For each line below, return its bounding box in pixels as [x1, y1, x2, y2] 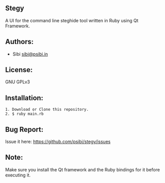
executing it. [5, 172, 31, 178]
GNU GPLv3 [5, 79, 30, 85]
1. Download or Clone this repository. [5, 107, 89, 112]
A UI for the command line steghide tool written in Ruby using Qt [5, 17, 139, 23]
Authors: [5, 37, 34, 46]
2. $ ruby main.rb [5, 111, 44, 117]
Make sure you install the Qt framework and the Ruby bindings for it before [5, 166, 160, 172]
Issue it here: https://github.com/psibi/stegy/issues [5, 139, 111, 145]
